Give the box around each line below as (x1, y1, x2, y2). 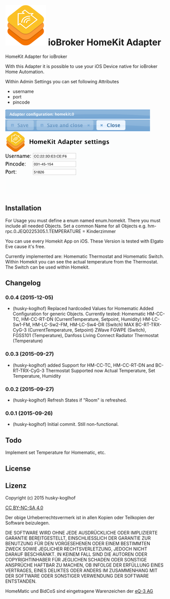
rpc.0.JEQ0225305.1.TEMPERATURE (5, 228, 81, 234)
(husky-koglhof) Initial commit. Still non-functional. (12, 421, 119, 427)
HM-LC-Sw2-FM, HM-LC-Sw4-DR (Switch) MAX (32, 322, 134, 328)
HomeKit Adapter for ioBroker (5, 53, 67, 59)
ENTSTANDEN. (5, 578, 37, 584)
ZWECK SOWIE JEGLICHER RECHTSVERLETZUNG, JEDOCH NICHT (5, 546, 148, 552)
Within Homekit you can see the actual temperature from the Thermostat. (5, 258, 159, 264)
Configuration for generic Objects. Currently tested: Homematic (12, 311, 146, 317)
